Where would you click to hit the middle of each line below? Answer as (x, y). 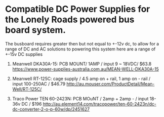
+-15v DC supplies (24, 54)
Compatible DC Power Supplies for (78, 9)
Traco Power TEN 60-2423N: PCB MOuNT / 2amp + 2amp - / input (80, 98)
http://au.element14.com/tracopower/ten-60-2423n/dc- (100, 104)
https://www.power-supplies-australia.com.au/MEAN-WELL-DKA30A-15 (85, 69)
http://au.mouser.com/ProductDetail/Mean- (110, 84)
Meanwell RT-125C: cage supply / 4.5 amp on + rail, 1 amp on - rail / (81, 78)
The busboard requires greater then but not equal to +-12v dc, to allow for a (82, 43)
